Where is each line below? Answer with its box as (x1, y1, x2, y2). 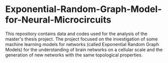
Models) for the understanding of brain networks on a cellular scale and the (5, 46, 163, 52)
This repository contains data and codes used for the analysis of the (5, 30, 148, 36)
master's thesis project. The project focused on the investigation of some (5, 36, 158, 42)
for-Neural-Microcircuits (5, 14, 111, 25)
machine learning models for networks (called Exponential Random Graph (5, 41, 159, 47)
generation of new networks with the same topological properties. (5, 51, 143, 58)
